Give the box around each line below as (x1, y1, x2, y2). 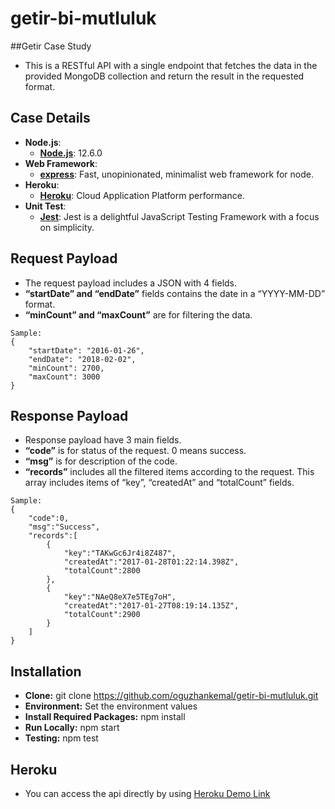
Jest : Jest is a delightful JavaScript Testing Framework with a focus (39, 210, 320, 222)
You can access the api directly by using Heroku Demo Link (24, 788, 271, 799)
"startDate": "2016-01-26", (28, 345, 145, 356)
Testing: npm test (24, 732, 99, 744)
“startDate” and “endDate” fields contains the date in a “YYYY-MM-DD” (24, 287, 326, 299)
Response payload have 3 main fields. (24, 434, 182, 446)
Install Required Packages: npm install (24, 711, 186, 723)
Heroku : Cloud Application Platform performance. (39, 189, 245, 201)
